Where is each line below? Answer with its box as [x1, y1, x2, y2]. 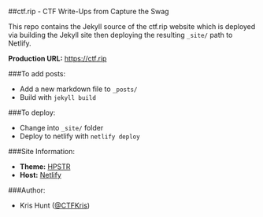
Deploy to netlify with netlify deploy [19, 131, 140, 141]
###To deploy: [8, 108, 56, 117]
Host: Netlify [19, 171, 61, 179]
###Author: [8, 186, 46, 195]
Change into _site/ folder [19, 123, 104, 132]
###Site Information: [8, 147, 75, 156]
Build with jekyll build [19, 93, 97, 101]
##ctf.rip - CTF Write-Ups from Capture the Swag [8, 7, 169, 16]
